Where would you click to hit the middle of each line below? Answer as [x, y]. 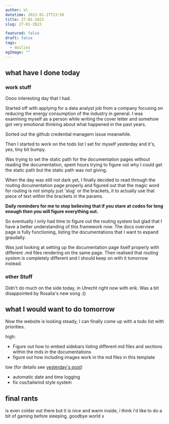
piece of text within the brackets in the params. [54, 196]
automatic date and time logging [46, 377]
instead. [14, 264]
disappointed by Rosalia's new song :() [46, 293]
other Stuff [19, 277]
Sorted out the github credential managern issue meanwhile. [68, 134]
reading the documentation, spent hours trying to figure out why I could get [84, 165]
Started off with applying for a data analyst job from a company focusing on [84, 108]
